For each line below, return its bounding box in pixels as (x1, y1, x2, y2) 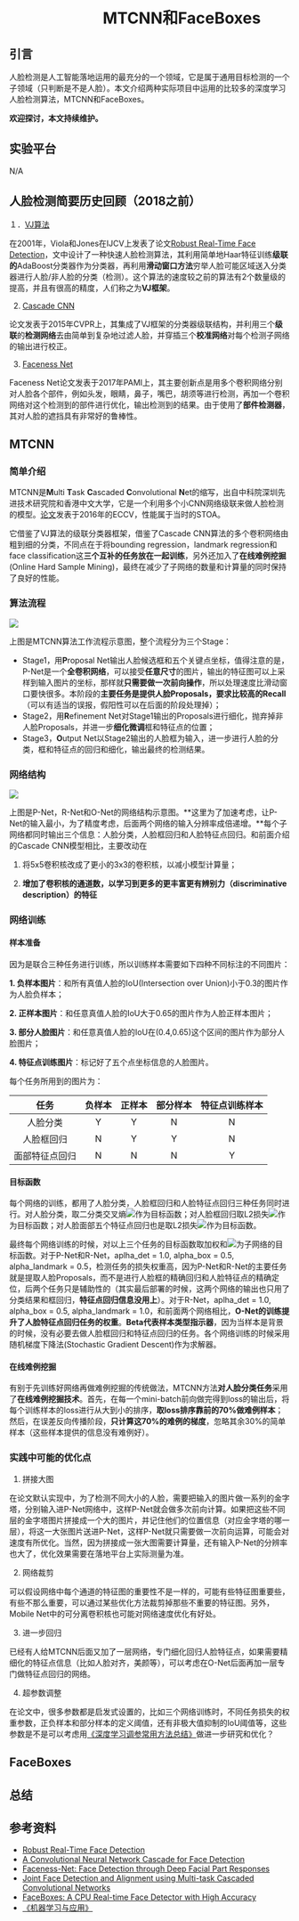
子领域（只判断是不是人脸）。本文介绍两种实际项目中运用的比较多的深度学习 (9, 83, 287, 94)
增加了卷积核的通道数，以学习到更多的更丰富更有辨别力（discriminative (21, 878, 287, 889)
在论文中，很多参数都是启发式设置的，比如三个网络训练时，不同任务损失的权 (9, 1706, 290, 1717)
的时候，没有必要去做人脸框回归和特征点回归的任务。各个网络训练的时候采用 (9, 1328, 290, 1339)
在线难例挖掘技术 (17, 1394, 80, 1404)
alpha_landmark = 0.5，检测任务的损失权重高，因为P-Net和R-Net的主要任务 (9, 1261, 287, 1272)
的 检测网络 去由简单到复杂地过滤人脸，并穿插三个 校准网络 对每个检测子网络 (17, 330, 290, 340)
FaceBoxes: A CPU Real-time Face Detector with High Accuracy (21, 1892, 256, 1902)
